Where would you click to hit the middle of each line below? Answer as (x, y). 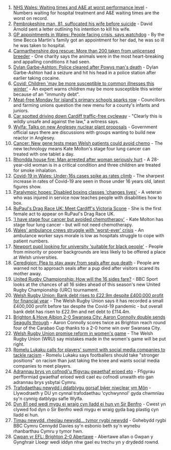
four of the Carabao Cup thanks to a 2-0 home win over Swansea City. (87, 328)
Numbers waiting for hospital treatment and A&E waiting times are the (86, 13)
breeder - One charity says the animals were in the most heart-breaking (89, 56)
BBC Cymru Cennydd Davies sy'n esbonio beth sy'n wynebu (77, 426)
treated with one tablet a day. (44, 154)
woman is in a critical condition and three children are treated (96, 165)
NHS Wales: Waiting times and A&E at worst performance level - (80, 7)
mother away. (27, 274)
